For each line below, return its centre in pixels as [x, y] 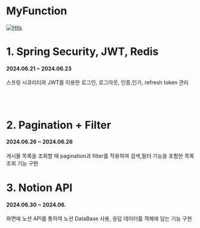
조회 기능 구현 [22, 163]
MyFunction [37, 11]
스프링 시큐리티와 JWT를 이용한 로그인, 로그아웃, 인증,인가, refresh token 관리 [98, 82]
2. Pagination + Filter [59, 125]
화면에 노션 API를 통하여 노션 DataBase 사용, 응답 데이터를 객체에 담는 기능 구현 [99, 218]
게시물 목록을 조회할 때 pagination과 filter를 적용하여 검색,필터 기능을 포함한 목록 [100, 156]
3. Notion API [39, 188]
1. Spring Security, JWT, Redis [82, 52]
